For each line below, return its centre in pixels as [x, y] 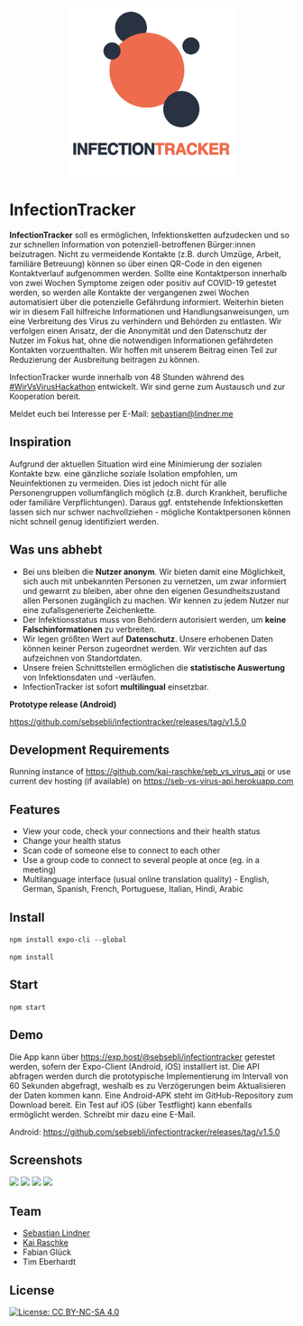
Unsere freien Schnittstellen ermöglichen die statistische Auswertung [154, 667]
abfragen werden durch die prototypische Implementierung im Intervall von [149, 1076]
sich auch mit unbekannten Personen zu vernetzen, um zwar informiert [154, 581]
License [32, 1290]
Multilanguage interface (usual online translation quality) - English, [146, 879]
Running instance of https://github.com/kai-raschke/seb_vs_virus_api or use [150, 772]
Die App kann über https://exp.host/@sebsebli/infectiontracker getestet [142, 1057]
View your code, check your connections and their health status [141, 831]
